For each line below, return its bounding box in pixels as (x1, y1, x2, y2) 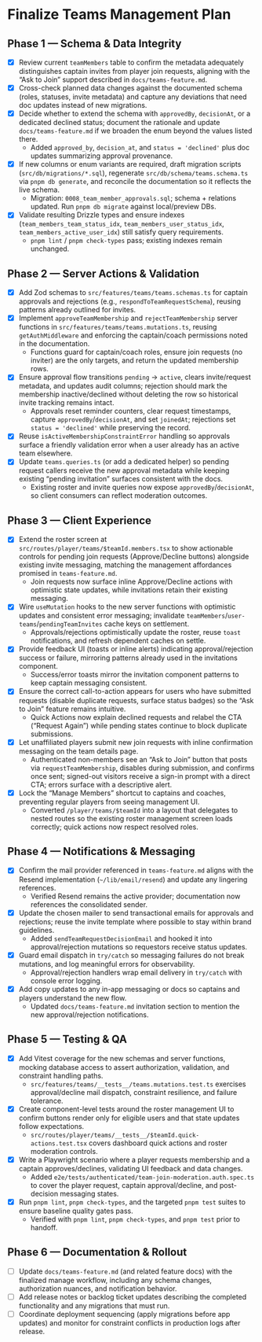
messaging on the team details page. (18, 746, 139, 756)
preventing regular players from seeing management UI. (18, 797, 200, 806)
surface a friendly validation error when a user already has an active (18, 441, 240, 450)
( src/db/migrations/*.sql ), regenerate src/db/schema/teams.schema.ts (18, 168, 249, 178)
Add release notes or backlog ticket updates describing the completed (18, 1292, 247, 1301)
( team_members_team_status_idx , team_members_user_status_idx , (18, 219, 224, 229)
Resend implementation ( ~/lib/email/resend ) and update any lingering (18, 875, 248, 884)
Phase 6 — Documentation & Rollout (7, 1245, 187, 1259)
